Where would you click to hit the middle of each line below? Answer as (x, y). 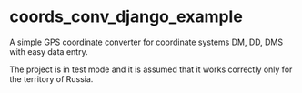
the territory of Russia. (51, 78)
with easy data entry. (49, 51)
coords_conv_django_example (126, 17)
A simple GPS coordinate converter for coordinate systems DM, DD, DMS (146, 42)
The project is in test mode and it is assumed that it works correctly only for (151, 69)
